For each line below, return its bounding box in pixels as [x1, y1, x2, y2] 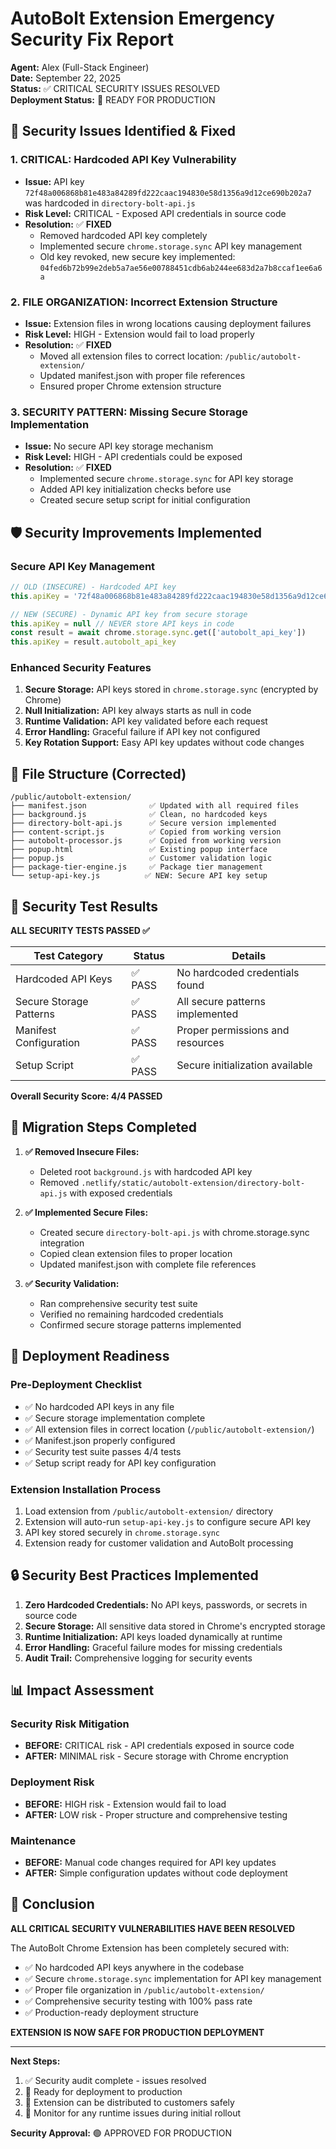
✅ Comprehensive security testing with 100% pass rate [24, 1995, 253, 2007]
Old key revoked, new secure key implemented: [39, 250, 236, 262]
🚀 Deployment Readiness [10, 1348, 170, 1365]
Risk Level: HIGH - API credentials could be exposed [24, 451, 243, 463]
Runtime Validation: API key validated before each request [24, 715, 268, 727]
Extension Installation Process [10, 1482, 162, 1496]
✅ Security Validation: [24, 1277, 120, 1289]
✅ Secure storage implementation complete [24, 1412, 206, 1424]
